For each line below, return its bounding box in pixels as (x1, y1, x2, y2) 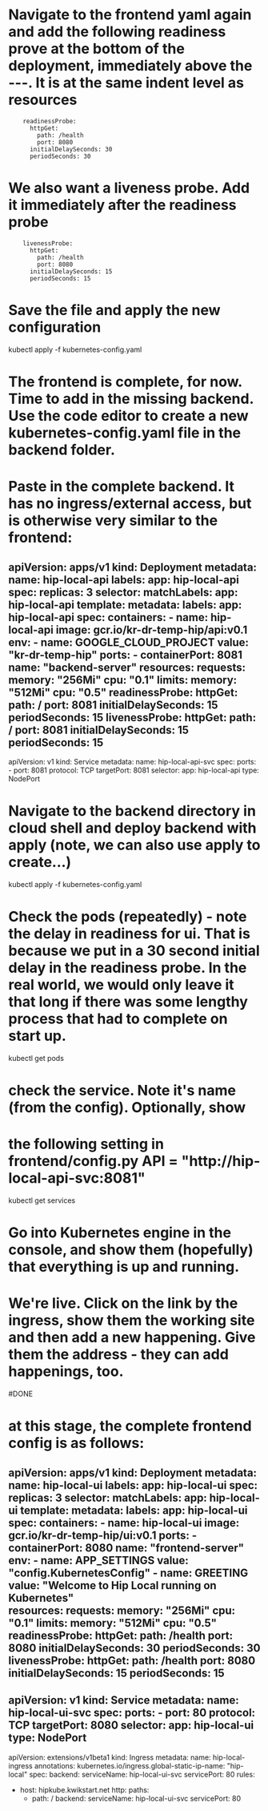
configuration (8, 318, 102, 337)
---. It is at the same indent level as (8, 74, 245, 92)
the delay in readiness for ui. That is (8, 925, 250, 943)
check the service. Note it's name (8, 1082, 236, 1099)
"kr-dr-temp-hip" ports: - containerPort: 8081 (8, 647, 242, 662)
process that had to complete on (8, 1010, 228, 1028)
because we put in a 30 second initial (8, 942, 260, 960)
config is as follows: (8, 1434, 145, 1452)
